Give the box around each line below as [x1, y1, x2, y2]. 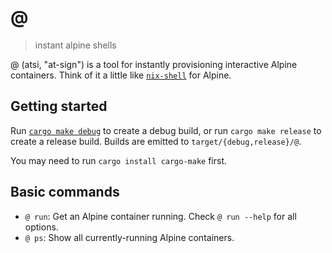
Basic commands [10, 184, 120, 201]
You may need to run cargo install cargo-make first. [10, 154, 228, 166]
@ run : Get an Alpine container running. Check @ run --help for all [24, 210, 297, 222]
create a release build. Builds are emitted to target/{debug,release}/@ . [10, 135, 302, 147]
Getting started [10, 98, 108, 115]
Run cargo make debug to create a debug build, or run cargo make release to [10, 124, 322, 136]
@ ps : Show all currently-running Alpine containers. [24, 231, 235, 243]
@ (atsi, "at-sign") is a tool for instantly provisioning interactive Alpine [10, 58, 298, 70]
